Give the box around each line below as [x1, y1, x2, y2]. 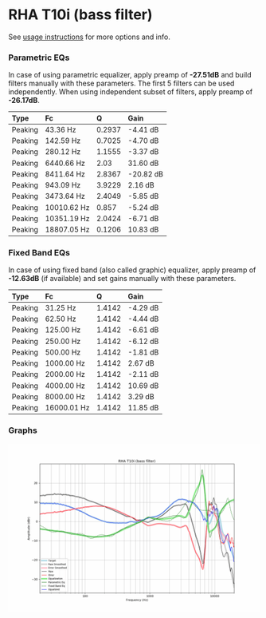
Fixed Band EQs [8, 247, 70, 258]
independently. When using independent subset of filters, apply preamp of [8, 87, 253, 97]
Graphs [8, 425, 37, 436]
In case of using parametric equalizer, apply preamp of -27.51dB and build [8, 70, 252, 80]
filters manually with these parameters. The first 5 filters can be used [8, 78, 235, 89]
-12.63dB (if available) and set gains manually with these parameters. [8, 274, 237, 283]
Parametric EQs [8, 52, 70, 63]
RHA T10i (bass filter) [8, 6, 153, 24]
